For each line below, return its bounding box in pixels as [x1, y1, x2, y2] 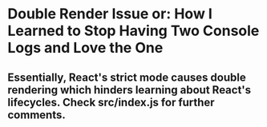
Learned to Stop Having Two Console [7, 22, 260, 40]
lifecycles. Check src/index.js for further [7, 95, 215, 109]
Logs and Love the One [7, 39, 164, 57]
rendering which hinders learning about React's [7, 83, 252, 97]
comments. [7, 108, 66, 121]
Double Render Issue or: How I [7, 5, 213, 23]
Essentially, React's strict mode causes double [7, 70, 246, 84]
